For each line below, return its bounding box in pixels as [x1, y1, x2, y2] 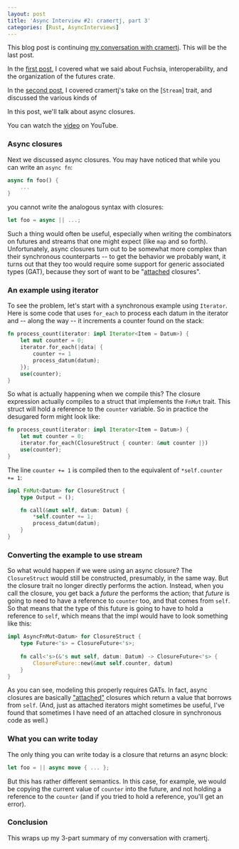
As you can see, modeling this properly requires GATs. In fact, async [7, 686, 208, 694]
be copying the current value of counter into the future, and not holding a [7, 784, 222, 793]
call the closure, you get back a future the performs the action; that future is [7, 589, 230, 598]
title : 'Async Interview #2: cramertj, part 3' [7, 17, 152, 24]
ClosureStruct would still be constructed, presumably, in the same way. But [7, 574, 229, 582]
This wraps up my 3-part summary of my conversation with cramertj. [7, 833, 210, 842]
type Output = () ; [20, 494, 75, 501]
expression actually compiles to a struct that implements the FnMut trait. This [7, 397, 231, 406]
